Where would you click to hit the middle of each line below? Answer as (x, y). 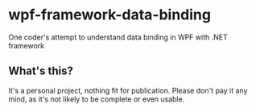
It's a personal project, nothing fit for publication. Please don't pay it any (128, 90)
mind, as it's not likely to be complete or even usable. (97, 99)
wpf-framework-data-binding (110, 15)
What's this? (41, 71)
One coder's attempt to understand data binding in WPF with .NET (118, 37)
